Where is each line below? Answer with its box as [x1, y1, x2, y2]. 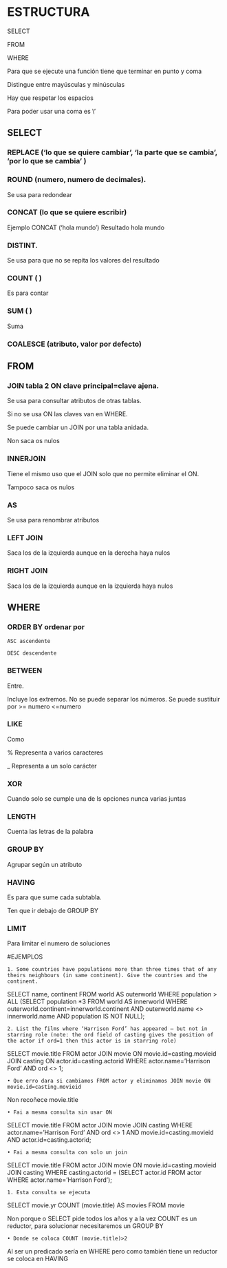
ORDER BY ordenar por [7, 622, 85, 631]
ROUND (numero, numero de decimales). [7, 175, 147, 185]
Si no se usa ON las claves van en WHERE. [7, 410, 129, 418]
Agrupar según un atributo [7, 860, 83, 868]
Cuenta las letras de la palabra [7, 828, 94, 836]
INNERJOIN [7, 454, 46, 464]
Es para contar [7, 289, 49, 297]
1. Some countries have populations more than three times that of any [7, 966, 217, 973]
